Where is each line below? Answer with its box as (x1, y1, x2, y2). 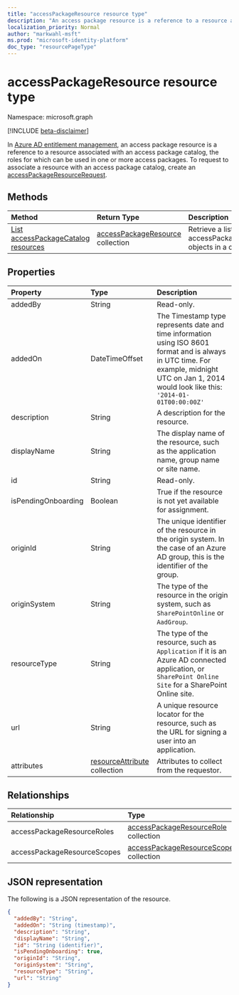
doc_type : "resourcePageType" (7, 43, 97, 50)
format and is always (156, 346, 226, 356)
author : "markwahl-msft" (7, 30, 81, 38)
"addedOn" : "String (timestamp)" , (14, 922, 116, 929)
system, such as (156, 599, 211, 609)
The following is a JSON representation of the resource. (7, 895, 171, 903)
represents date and (156, 319, 224, 329)
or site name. (156, 464, 201, 474)
